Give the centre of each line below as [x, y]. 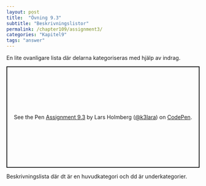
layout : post [23, 12]
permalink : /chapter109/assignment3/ [55, 29]
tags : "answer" [26, 40]
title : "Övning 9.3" [34, 18]
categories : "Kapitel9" [37, 35]
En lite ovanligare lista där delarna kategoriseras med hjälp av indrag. [93, 58]
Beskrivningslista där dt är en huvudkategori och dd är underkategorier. [97, 176]
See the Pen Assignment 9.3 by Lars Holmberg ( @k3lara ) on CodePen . [103, 117]
